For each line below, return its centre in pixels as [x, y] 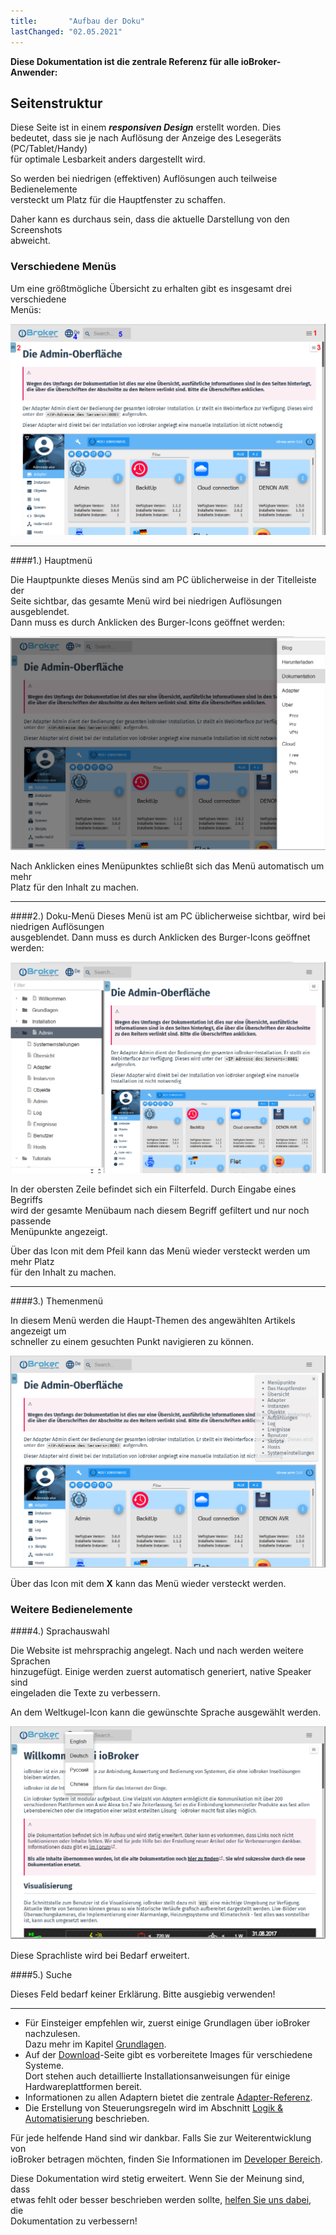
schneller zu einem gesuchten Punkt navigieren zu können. [132, 1342]
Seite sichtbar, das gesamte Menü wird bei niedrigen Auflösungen [146, 601]
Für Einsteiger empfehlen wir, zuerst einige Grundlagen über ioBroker [167, 2023]
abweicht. [30, 241]
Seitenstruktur [56, 103]
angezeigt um [38, 1331]
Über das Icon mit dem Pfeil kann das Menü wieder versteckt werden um [160, 1251]
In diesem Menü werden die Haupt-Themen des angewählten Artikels [153, 1321]
